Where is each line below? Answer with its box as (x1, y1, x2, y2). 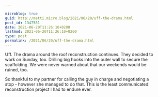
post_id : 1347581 (5, 20, 40, 25)
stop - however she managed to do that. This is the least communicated (5, 81, 149, 87)
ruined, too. (5, 67, 28, 72)
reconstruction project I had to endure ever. (5, 86, 92, 92)
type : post (5, 34, 27, 39)
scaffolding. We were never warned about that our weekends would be (5, 61, 147, 68)
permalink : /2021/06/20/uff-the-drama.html (5, 38, 95, 43)
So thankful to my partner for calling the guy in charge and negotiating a (5, 76, 149, 82)
